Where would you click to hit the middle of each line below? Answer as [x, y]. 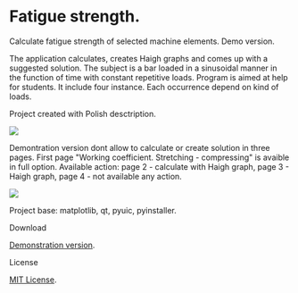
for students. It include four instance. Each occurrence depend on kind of [144, 87]
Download [28, 227]
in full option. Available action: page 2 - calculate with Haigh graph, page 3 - [149, 166]
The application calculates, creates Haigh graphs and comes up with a [139, 58]
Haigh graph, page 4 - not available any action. [96, 176]
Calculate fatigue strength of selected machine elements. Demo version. [142, 41]
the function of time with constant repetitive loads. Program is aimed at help [149, 77]
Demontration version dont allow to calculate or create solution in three [140, 147]
